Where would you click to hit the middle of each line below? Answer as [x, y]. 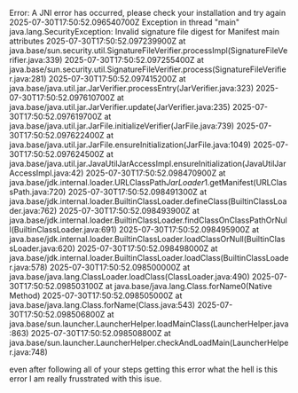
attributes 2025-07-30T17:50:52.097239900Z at [98, 41]
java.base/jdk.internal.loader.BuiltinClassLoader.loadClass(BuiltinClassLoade [149, 258]
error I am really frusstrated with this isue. [86, 379]
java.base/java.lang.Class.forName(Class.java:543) [102, 305]
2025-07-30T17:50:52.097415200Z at [117, 79]
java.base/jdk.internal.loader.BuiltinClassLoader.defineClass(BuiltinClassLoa [148, 201]
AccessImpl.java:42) [47, 173]
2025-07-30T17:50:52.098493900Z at [129, 211]
